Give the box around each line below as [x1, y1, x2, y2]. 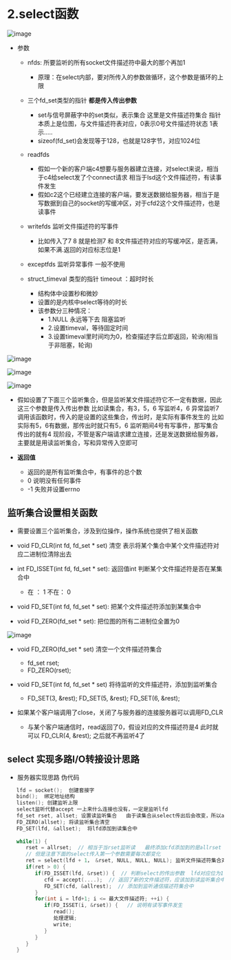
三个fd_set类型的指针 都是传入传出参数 [27, 96, 137, 104]
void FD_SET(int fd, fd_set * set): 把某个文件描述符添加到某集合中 [16, 602, 201, 610]
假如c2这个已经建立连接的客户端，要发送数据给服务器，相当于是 [37, 190, 220, 198]
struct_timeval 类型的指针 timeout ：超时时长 [27, 275, 154, 283]
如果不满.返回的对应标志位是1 [37, 245, 121, 253]
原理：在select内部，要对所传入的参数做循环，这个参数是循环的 [37, 73, 218, 81]
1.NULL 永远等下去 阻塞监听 [47, 314, 126, 323]
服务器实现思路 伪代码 [16, 773, 80, 781]
